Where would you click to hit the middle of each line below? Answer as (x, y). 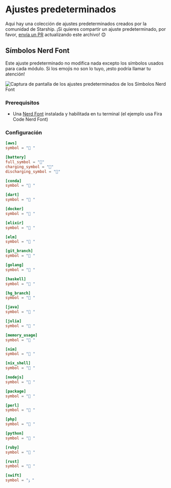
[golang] (15, 265)
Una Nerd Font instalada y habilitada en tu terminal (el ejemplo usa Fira (87, 114)
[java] (12, 307)
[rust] (12, 461)
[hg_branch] (18, 293)
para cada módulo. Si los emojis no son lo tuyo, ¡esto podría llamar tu (78, 68)
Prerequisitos (23, 103)
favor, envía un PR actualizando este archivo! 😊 (56, 34)
